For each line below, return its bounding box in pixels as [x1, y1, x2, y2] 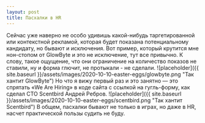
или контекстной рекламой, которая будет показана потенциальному [6, 38, 189, 45]
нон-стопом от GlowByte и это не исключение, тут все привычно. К [6, 51, 184, 58]
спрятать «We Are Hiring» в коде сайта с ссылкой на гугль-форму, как [6, 83, 190, 91]
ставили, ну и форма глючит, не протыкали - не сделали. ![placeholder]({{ [6, 64, 199, 71]
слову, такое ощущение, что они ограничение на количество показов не [6, 58, 197, 65]
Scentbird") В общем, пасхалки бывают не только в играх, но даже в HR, [6, 103, 196, 110]
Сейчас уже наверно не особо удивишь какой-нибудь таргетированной [6, 31, 195, 39]
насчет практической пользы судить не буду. [6, 110, 125, 117]
